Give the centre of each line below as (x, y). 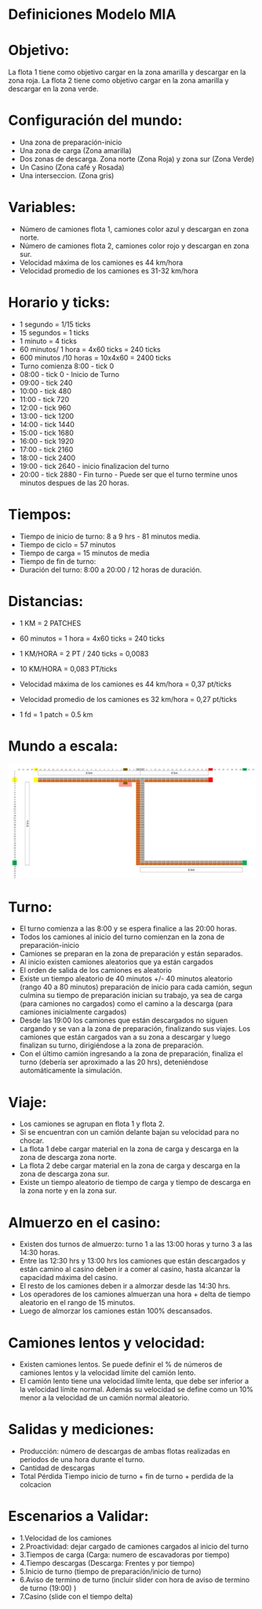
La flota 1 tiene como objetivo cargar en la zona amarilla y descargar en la (127, 72)
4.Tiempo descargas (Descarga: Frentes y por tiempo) (107, 1563)
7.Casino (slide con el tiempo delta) (76, 1596)
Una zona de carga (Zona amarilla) (75, 151)
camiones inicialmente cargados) (73, 1012)
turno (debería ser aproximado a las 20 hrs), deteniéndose (114, 1062)
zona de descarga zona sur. (64, 1174)
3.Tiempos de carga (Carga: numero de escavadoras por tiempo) (124, 1555)
